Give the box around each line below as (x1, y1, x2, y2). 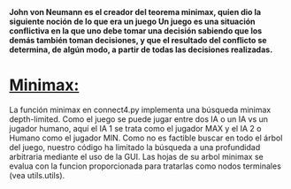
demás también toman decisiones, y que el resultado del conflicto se (9, 35, 267, 45)
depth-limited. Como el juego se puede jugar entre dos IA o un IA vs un (9, 113, 268, 125)
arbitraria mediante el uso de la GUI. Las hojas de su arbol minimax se (9, 151, 264, 162)
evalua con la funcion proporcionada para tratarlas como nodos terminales (9, 161, 281, 171)
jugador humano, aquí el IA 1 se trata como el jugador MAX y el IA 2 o (9, 123, 262, 133)
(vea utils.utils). (9, 170, 65, 180)
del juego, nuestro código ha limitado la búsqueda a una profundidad (9, 141, 261, 152)
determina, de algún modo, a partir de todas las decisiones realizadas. (9, 44, 273, 55)
